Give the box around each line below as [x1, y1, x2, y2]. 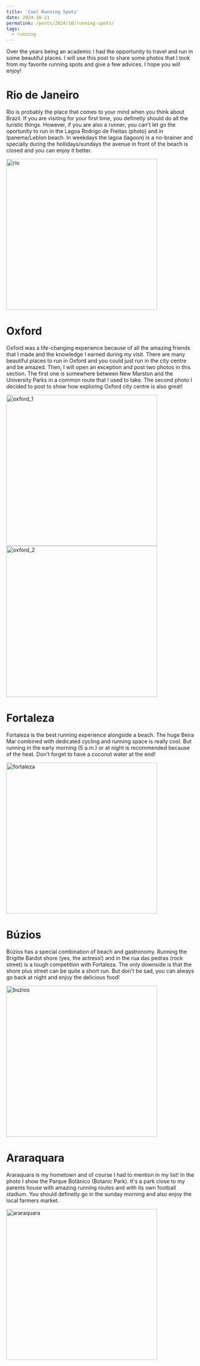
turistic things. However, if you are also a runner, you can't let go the [6, 121, 176, 129]
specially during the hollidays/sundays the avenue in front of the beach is [6, 140, 189, 148]
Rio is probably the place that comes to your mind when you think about [6, 108, 185, 115]
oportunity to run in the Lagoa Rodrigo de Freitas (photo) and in [6, 127, 164, 135]
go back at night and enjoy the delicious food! [6, 973, 120, 981]
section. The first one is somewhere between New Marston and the [6, 370, 173, 377]
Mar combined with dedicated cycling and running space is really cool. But [6, 738, 192, 745]
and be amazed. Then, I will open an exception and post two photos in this [6, 364, 191, 370]
